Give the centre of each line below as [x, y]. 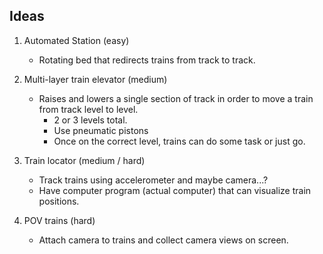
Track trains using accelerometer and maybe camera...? [153, 180]
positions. [59, 201]
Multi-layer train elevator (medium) [95, 79]
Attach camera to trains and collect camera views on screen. [163, 240]
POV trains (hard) [59, 220]
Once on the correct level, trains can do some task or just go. [179, 141]
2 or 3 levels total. [90, 120]
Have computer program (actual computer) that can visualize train [175, 190]
